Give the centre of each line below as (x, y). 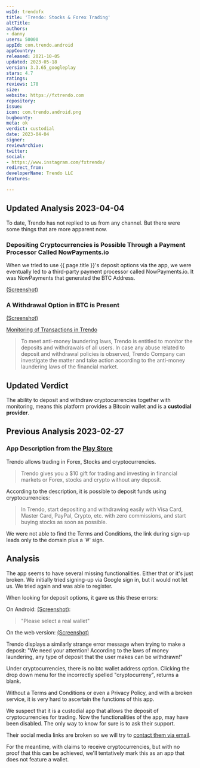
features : (19, 179)
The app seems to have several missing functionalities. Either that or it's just (100, 573)
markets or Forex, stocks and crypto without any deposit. (91, 479)
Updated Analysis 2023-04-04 (65, 208)
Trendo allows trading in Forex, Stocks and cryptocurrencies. (81, 461)
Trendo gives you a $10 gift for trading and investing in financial (99, 473)
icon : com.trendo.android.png (44, 112)
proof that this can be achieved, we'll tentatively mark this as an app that (96, 753)
